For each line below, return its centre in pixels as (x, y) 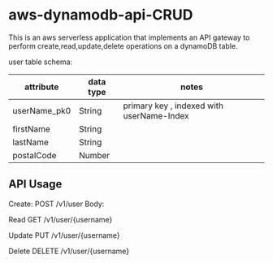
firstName (31, 129)
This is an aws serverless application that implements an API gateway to (129, 37)
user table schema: (41, 62)
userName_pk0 (42, 110)
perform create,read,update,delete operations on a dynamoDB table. (123, 45)
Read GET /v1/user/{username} (61, 219)
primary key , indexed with (173, 106)
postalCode (35, 155)
